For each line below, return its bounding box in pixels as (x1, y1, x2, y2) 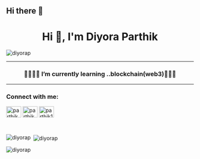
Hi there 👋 (6, 6, 43, 16)
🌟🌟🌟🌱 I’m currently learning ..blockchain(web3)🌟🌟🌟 (23, 70, 177, 78)
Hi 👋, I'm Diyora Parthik (42, 30, 158, 43)
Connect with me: (6, 92, 59, 101)
